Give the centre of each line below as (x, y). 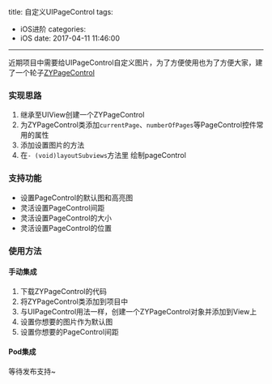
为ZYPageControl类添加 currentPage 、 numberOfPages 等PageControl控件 (138, 125)
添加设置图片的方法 (52, 145)
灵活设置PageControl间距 (62, 207)
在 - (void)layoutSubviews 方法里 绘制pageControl (103, 156)
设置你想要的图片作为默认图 (66, 322)
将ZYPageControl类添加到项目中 (74, 301)
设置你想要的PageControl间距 (69, 331)
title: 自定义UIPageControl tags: (61, 12)
